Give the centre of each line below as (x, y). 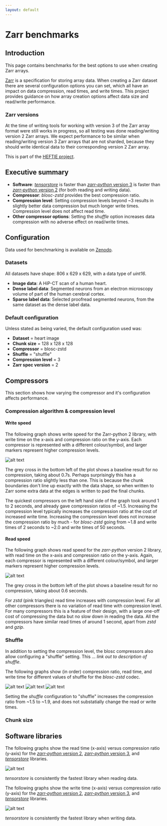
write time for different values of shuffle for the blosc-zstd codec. (73, 677)
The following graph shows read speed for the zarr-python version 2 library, (83, 550)
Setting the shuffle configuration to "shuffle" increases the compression (79, 696)
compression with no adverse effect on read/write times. (71, 222)
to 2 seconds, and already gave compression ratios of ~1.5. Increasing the (81, 506)
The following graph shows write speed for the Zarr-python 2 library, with (81, 434)
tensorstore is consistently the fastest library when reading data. (71, 778)
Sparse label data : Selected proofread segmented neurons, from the (83, 299)
